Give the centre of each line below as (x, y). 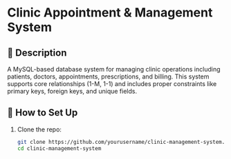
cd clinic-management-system (59, 148)
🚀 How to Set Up (43, 113)
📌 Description (37, 53)
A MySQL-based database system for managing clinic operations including (114, 69)
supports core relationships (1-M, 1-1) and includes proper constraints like (112, 84)
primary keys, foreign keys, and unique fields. (72, 91)
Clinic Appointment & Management (110, 13)
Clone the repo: (39, 129)
